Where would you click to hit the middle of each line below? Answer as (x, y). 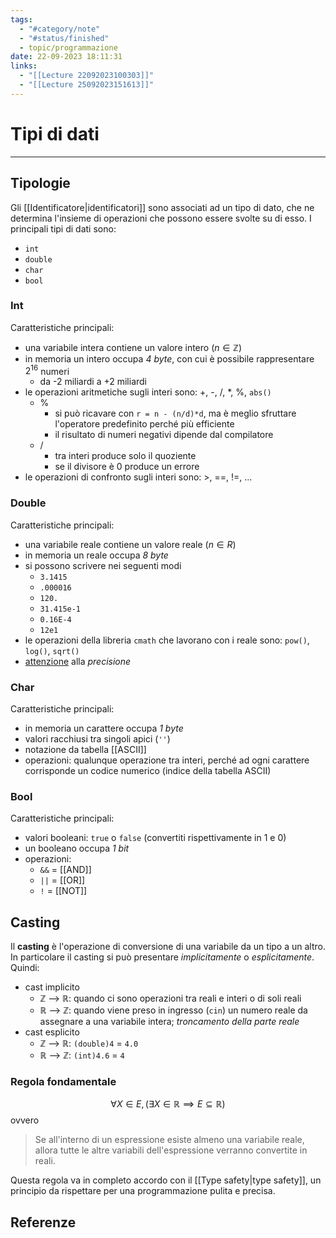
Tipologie (40, 183)
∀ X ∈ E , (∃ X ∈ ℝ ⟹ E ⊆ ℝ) (168, 1104)
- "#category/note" (60, 29)
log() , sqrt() (52, 650)
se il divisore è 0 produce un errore (127, 467)
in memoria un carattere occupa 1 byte (104, 728)
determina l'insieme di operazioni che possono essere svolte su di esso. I (161, 218)
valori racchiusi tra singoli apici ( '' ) (97, 739)
